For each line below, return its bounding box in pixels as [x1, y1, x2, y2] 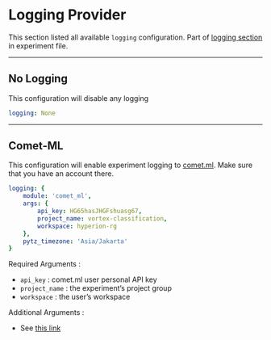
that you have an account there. [8, 169, 115, 178]
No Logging [8, 72, 69, 86]
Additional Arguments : [8, 308, 85, 317]
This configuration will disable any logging [8, 93, 149, 103]
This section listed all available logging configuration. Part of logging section [8, 32, 263, 42]
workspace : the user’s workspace [19, 292, 131, 302]
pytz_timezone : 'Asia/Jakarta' [23, 237, 128, 246]
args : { [23, 199, 48, 208]
